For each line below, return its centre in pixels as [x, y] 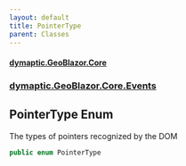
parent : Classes [39, 34]
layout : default [39, 17]
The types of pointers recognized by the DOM [93, 136]
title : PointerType [45, 26]
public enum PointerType [55, 153]
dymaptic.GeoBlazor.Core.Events [83, 86]
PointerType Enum [61, 115]
